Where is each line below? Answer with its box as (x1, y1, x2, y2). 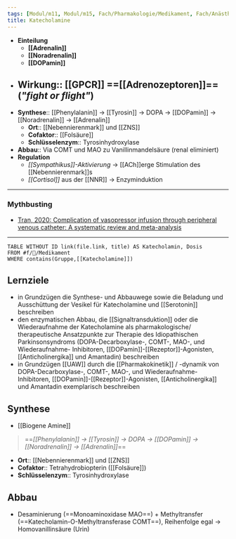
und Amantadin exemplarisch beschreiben (17, 382, 140, 391)
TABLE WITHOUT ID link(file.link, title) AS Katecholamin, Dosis (7, 243, 202, 250)
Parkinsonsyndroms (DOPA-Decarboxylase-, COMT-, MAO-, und (17, 338, 205, 346)
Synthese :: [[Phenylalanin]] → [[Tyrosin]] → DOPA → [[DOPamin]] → (17, 108, 216, 117)
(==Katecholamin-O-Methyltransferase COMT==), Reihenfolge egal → (17, 517, 221, 526)
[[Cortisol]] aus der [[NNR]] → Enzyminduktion (27, 175, 163, 184)
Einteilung (17, 36, 48, 44)
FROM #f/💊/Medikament (7, 249, 71, 256)
